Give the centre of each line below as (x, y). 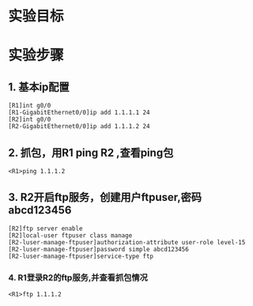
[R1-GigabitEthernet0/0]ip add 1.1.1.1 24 (79, 113)
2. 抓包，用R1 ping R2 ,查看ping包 (91, 152)
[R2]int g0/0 (30, 119)
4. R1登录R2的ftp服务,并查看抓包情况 (78, 278)
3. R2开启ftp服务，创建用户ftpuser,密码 (105, 197)
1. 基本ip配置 (39, 87)
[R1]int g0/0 (30, 106)
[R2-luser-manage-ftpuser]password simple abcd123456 (99, 249)
